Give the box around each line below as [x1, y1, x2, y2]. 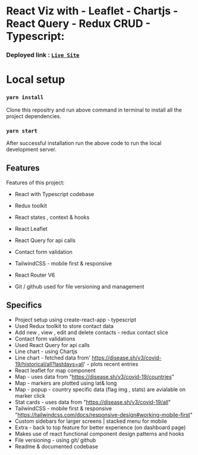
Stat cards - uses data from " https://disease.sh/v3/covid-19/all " [14, 398, 171, 406]
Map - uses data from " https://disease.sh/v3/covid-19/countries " [14, 373, 174, 380]
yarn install [6, 94, 44, 101]
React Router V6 [14, 271, 55, 278]
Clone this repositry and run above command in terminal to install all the [6, 106, 183, 113]
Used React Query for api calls [14, 341, 90, 348]
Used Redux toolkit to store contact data [14, 322, 114, 329]
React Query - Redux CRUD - [6, 17, 150, 30]
